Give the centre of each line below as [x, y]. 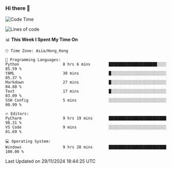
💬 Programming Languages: [33, 60]
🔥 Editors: [17, 114]
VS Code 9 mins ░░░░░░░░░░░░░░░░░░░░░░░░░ [86, 127]
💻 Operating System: [28, 142]
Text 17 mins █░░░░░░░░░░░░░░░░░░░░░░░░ [86, 91]
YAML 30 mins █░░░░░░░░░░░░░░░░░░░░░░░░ [86, 73]
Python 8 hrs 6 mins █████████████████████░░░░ [86, 64]
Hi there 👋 [18, 8]
